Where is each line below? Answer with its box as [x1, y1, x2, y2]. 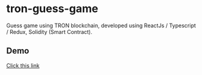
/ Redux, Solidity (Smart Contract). [6, 28, 92, 35]
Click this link [6, 62, 40, 69]
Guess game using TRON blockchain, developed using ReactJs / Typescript [6, 22, 197, 29]
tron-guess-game [6, 2, 99, 16]
